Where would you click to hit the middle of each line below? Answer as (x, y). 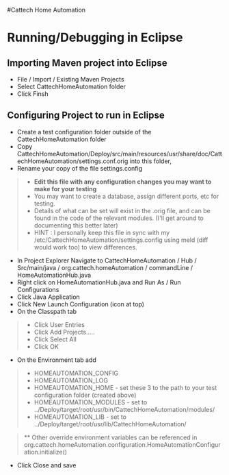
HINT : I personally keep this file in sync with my (102, 232)
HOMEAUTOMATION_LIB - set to (80, 417)
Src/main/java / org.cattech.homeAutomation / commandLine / (105, 267)
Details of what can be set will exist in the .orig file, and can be (122, 210)
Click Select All (55, 339)
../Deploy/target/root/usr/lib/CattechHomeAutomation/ (110, 424)
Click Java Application (48, 297)
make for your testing (65, 188)
